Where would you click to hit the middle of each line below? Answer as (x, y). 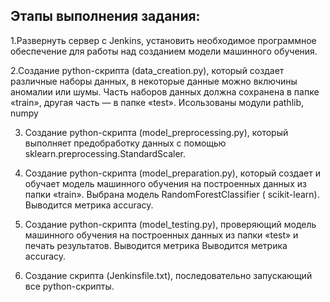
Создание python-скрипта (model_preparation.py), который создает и (172, 173)
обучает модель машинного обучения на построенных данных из (165, 183)
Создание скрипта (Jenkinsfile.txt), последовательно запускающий (168, 275)
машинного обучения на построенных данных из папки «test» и (161, 235)
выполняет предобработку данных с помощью (125, 143)
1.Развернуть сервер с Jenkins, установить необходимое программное (163, 40)
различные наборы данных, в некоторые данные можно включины (154, 81)
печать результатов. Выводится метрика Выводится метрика (156, 245)
